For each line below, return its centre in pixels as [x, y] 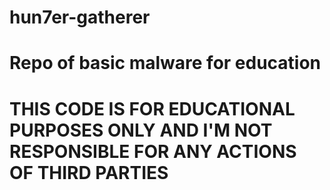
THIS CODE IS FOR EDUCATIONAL [152, 108]
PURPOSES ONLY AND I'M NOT [141, 130]
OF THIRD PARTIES [89, 172]
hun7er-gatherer [80, 17]
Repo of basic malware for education [165, 63]
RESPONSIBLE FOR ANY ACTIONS [153, 151]
